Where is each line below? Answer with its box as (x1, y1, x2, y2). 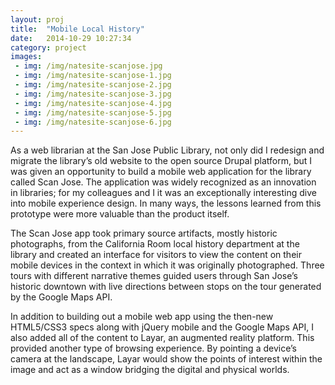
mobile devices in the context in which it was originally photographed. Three (10, 259, 325, 271)
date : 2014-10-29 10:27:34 (10, 33, 132, 43)
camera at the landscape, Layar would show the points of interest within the (10, 353, 323, 365)
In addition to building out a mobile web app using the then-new (10, 311, 274, 323)
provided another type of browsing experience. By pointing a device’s (10, 342, 297, 355)
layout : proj (10, 14, 65, 25)
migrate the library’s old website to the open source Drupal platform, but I (10, 155, 313, 167)
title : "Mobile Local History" (10, 24, 145, 34)
